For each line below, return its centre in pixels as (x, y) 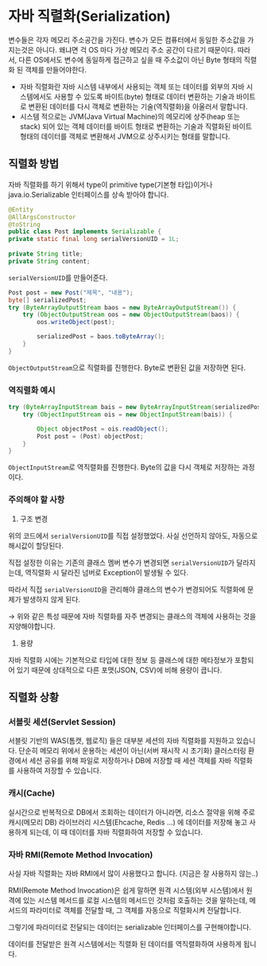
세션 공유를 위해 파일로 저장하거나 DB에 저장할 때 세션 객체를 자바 (130, 761)
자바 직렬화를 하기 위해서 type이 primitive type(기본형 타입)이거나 (110, 185)
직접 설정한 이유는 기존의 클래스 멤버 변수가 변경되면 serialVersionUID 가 (122, 563)
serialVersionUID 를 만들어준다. (58, 277)
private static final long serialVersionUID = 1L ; (94, 240)
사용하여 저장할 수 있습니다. (59, 771)
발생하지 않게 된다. (52, 599)
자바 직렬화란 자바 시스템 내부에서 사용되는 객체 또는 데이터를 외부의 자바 (132, 86)
